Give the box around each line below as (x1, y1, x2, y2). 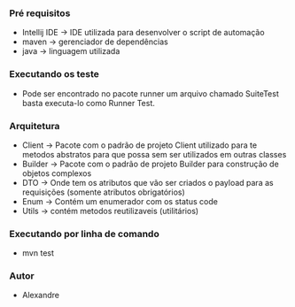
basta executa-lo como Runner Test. (21, 97, 155, 108)
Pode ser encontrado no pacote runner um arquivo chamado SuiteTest (21, 88, 279, 99)
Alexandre (21, 290, 60, 301)
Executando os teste (9, 68, 100, 81)
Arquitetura (9, 119, 60, 132)
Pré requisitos (9, 7, 71, 19)
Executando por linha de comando (9, 227, 159, 240)
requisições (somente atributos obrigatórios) (21, 187, 186, 197)
